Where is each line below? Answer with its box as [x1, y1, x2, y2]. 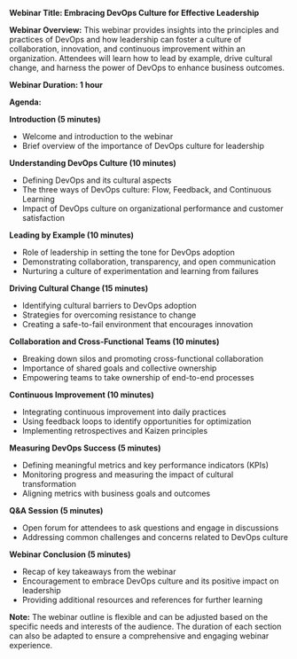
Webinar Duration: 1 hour [9, 80, 104, 90]
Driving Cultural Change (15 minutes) [9, 283, 149, 294]
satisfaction [21, 213, 65, 223]
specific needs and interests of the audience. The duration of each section [9, 621, 282, 632]
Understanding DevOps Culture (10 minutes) [9, 158, 177, 168]
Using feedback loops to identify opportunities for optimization [21, 416, 252, 427]
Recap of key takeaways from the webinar [21, 567, 176, 577]
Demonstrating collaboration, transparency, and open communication [21, 256, 277, 267]
